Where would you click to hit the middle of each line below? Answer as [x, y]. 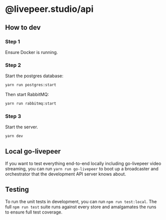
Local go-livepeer [33, 151]
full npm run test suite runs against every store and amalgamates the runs [81, 207]
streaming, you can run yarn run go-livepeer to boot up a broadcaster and [82, 168]
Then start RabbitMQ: [27, 95]
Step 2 [13, 65]
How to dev [23, 27]
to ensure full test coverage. [34, 212]
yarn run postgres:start [31, 85]
